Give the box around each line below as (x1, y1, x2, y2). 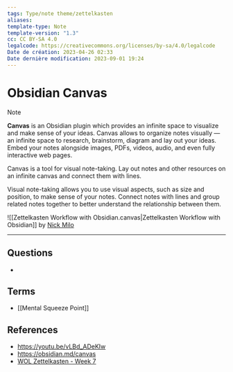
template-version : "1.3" (7, 29, 79, 37)
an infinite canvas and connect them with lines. (7, 171, 142, 180)
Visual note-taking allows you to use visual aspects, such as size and (7, 185, 205, 193)
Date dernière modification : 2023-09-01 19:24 (7, 55, 144, 62)
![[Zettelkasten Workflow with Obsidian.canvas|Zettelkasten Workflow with (7, 213, 221, 222)
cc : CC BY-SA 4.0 (7, 36, 58, 43)
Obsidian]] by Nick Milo (7, 220, 74, 229)
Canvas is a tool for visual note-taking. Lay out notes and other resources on (7, 164, 226, 172)
